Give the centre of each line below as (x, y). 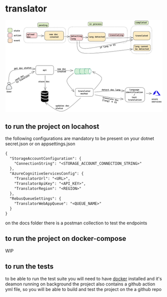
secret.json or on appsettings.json (40, 144)
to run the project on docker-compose (66, 239)
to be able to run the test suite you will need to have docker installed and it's (84, 278)
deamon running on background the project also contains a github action (80, 284)
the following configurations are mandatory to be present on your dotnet (80, 139)
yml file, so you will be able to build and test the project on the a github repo (83, 289)
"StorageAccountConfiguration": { (45, 159)
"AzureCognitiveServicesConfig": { (47, 174)
